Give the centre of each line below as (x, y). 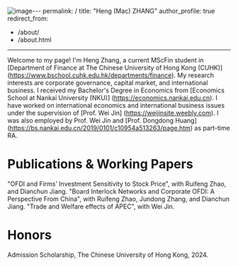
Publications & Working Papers (100, 164)
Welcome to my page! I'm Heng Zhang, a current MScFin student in (106, 60)
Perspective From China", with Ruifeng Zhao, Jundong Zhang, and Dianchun (119, 199)
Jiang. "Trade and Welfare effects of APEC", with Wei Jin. (91, 206)
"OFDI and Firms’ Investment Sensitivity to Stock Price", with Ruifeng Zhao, (117, 184)
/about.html (34, 40)
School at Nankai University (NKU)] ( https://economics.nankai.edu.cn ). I (112, 98)
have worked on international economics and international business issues (116, 105)
